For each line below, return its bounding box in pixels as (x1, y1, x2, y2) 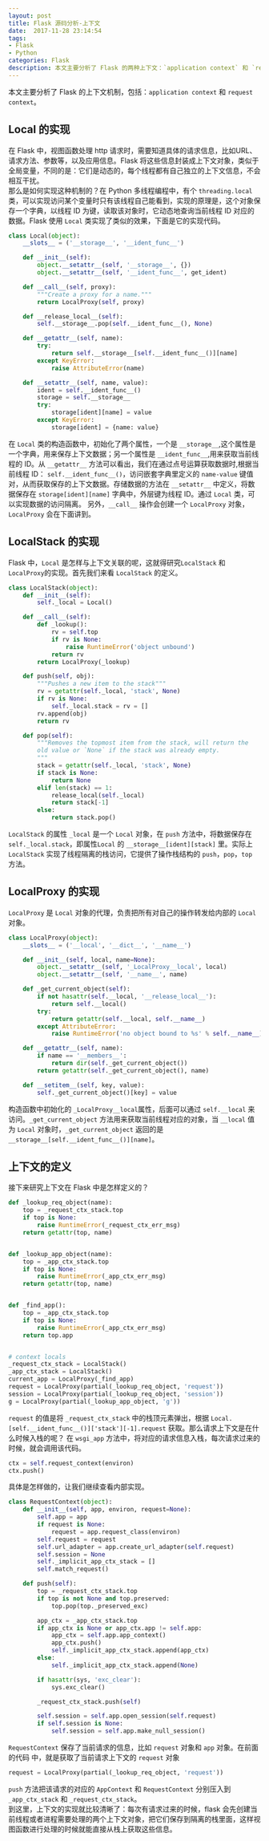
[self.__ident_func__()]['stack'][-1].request (8, 1425, 167, 1433)
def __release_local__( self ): (22, 312, 124, 321)
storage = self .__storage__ (37, 394, 130, 402)
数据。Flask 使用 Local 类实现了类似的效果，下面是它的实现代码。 (8, 216, 226, 225)
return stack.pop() (50, 813, 116, 822)
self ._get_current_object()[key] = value (37, 1089, 178, 1097)
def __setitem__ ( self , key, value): (22, 1081, 146, 1089)
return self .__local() (50, 1000, 127, 1008)
